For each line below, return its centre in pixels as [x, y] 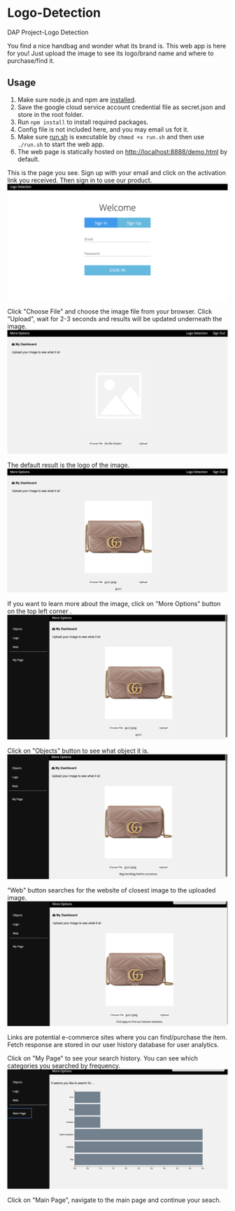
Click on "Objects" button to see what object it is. [78, 751]
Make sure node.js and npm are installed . [77, 99]
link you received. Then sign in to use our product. [80, 180]
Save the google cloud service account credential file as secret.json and [121, 107]
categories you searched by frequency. [64, 1066]
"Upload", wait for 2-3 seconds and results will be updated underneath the [115, 319]
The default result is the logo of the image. [69, 465]
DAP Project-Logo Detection [48, 32]
